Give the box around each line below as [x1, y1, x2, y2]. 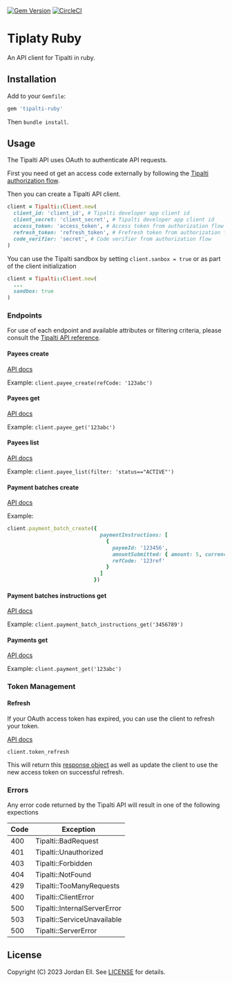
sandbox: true [13, 288, 54, 295]
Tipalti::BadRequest [35, 836, 99, 846]
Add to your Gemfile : [7, 92, 66, 100]
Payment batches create [7, 483, 79, 491]
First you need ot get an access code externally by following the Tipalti [7, 169, 209, 177]
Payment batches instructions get [7, 591, 107, 600]
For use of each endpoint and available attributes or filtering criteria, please [7, 327, 222, 335]
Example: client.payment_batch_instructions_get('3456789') [7, 620, 184, 628]
